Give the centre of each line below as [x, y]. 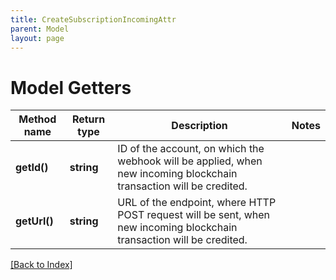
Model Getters [71, 87]
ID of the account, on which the [191, 149]
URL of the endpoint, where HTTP [197, 203]
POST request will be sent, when [194, 215]
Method [37, 119]
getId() [32, 168]
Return [88, 119]
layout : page [37, 38]
